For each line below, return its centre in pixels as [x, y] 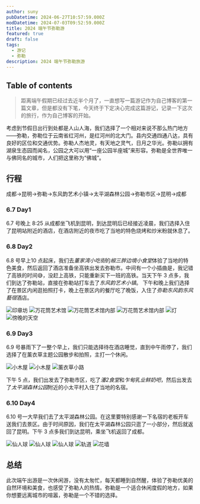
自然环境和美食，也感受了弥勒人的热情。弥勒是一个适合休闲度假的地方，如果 [100, 488]
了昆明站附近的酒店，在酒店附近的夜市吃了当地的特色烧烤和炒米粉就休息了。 [100, 231]
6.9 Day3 [20, 333]
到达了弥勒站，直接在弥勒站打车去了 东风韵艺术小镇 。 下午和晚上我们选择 [100, 283]
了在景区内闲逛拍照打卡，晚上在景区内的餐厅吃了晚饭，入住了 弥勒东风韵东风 [100, 290]
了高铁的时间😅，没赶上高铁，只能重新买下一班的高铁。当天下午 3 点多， [95, 275]
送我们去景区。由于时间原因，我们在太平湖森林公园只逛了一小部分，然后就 [97, 424]
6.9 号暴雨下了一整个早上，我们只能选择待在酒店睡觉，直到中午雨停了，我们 [99, 347]
